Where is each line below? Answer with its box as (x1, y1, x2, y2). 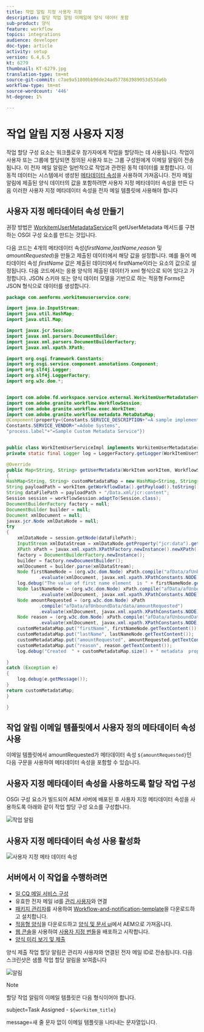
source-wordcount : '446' (6, 88, 69, 94)
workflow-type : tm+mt (6, 83, 61, 89)
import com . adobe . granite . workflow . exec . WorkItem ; (6, 405, 137, 412)
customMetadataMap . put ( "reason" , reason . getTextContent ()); (17, 642, 172, 648)
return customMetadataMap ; (6, 687, 75, 693)
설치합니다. (21, 913, 49, 920)
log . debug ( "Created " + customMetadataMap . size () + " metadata (17, 648, 183, 655)
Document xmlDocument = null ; (6, 512, 83, 518)
